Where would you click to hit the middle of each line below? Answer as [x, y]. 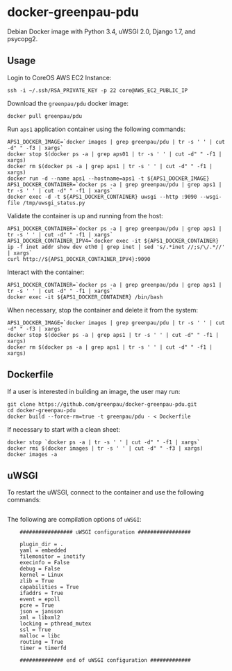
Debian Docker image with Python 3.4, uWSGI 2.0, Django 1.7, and [101, 31]
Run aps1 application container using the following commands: [97, 129]
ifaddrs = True [42, 594]
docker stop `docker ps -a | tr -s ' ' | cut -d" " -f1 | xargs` [103, 442]
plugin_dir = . [42, 545]
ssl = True [35, 630]
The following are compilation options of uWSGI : [74, 520]
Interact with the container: [46, 272]
